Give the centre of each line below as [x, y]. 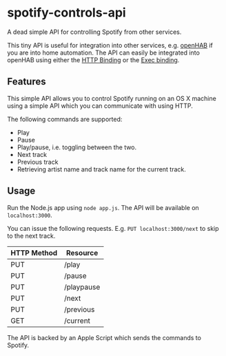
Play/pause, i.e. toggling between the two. [77, 147]
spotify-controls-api [66, 13]
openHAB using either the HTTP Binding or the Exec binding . [93, 59]
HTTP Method [34, 252]
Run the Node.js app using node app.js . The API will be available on [103, 207]
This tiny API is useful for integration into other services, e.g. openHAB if [110, 45]
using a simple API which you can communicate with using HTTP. [100, 106]
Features [27, 82]
